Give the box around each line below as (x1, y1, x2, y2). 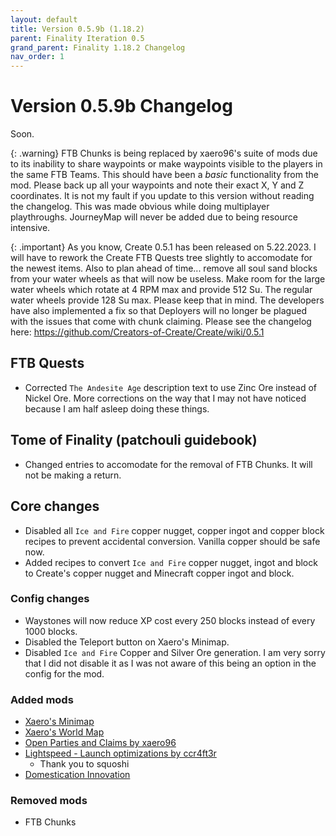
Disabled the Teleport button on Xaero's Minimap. (24, 636, 230, 648)
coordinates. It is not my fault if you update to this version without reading (10, 190, 315, 202)
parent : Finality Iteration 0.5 (10, 33, 145, 43)
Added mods (10, 692, 74, 706)
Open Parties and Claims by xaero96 (24, 737, 177, 749)
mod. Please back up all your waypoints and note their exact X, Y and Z (10, 179, 305, 191)
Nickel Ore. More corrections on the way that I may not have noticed (24, 392, 307, 404)
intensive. (10, 222, 51, 234)
